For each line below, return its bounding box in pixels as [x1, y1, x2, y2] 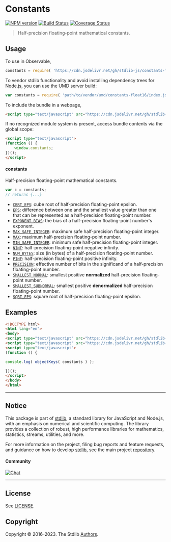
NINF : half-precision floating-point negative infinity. [12, 244, 120, 250]
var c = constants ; [5, 187, 47, 192]
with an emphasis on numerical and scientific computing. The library [5, 420, 149, 426]
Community [5, 458, 31, 464]
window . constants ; [14, 146, 53, 151]
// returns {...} [5, 192, 42, 197]
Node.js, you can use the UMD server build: [5, 83, 97, 89]
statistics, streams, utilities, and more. [5, 431, 85, 437]
